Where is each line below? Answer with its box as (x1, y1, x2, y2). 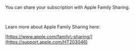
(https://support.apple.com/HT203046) (5, 39, 88, 45)
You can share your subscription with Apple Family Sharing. (5, 5, 130, 10)
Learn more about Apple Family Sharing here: (5, 24, 100, 30)
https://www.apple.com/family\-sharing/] (7, 34, 93, 39)
